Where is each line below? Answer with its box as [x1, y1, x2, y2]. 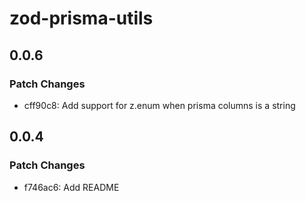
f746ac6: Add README [23, 181, 120, 193]
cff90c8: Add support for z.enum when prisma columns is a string [23, 99, 296, 111]
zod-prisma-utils [9, 7, 154, 30]
